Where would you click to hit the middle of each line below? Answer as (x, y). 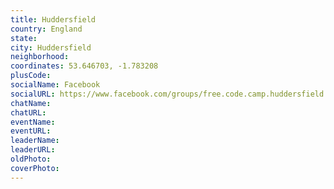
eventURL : (31, 131)
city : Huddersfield (51, 47)
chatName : (31, 103)
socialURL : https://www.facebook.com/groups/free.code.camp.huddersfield (167, 94)
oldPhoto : (31, 159)
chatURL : (28, 112)
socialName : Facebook (55, 85)
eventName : (33, 122)
